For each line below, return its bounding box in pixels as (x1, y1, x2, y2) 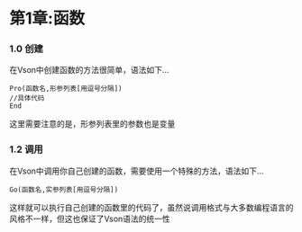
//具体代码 (9, 94, 45, 103)
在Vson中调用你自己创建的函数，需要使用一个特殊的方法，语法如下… (9, 165, 264, 176)
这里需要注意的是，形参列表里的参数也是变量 (9, 119, 176, 129)
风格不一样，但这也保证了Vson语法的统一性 (9, 213, 171, 224)
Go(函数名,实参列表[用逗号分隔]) (9, 185, 119, 194)
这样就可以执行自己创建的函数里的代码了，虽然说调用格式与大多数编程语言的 (9, 201, 294, 212)
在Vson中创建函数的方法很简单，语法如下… (9, 65, 169, 76)
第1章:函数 (9, 8, 86, 29)
